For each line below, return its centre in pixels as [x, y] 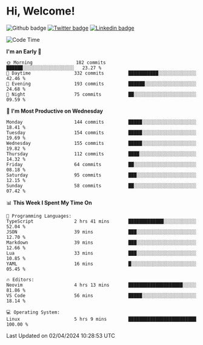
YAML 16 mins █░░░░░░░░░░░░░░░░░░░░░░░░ [101, 264]
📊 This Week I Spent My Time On [49, 203]
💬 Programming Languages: [39, 216]
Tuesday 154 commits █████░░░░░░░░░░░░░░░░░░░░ [101, 132]
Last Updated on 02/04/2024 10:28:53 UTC [61, 335]
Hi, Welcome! [41, 11]
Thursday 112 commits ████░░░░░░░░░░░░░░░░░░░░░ [101, 154]
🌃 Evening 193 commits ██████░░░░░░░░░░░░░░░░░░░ [101, 84]
